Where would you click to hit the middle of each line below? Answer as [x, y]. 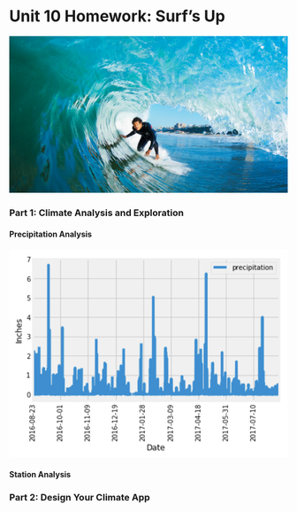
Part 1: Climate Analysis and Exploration [96, 213]
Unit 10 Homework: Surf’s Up [117, 16]
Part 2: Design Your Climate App [80, 497]
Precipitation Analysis [51, 234]
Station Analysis [40, 474]
